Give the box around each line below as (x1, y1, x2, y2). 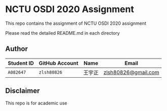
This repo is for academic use (5, 100, 67, 106)
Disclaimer (5, 87, 40, 95)
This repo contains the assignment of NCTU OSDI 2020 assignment (5, 20, 147, 26)
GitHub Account (38, 60, 78, 67)
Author (5, 44, 28, 53)
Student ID (8, 60, 34, 67)
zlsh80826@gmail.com (103, 69, 159, 76)
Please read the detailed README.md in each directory (5, 30, 120, 36)
